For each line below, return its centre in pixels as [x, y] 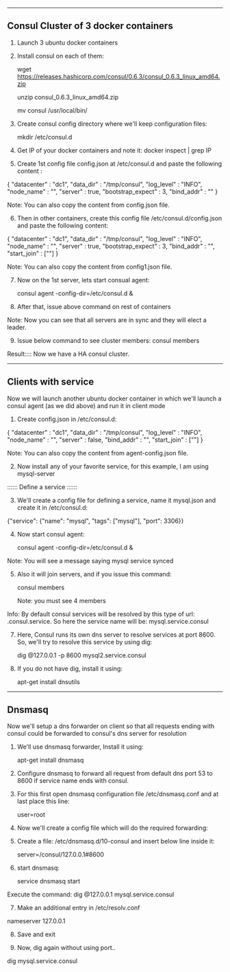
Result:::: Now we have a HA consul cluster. [68, 354]
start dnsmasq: [38, 868]
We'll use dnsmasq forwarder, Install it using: [80, 747]
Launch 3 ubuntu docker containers [67, 43]
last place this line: [43, 802]
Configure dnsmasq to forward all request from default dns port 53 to [115, 773]
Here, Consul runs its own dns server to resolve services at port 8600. [116, 634]
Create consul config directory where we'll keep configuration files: [112, 124]
